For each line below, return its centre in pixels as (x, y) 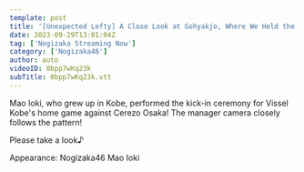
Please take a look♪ (47, 140)
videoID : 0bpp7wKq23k (51, 69)
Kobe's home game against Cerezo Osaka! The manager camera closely (145, 112)
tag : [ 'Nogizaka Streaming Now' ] (73, 43)
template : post (38, 18)
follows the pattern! (46, 122)
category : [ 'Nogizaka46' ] (58, 52)
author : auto (34, 60)
